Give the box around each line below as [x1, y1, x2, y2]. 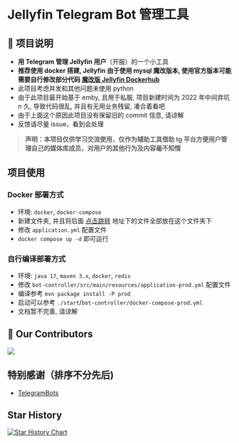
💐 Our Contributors [7, 328, 94, 340]
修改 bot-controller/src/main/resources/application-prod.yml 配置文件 [17, 280, 231, 289]
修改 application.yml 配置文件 [17, 225, 107, 234]
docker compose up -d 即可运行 [17, 234, 109, 243]
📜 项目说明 [7, 37, 53, 49]
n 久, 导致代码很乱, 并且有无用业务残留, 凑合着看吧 [17, 102, 165, 111]
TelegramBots [17, 388, 59, 397]
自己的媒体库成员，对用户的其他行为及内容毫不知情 [31, 144, 181, 152]
